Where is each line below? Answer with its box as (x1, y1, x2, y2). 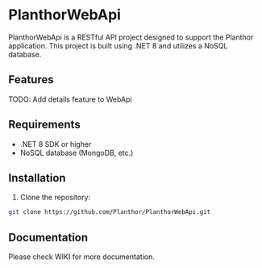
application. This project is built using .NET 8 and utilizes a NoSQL (8, 40, 228, 50)
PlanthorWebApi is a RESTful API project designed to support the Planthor (8, 32, 254, 42)
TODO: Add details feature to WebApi (8, 94, 132, 104)
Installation (8, 171, 66, 185)
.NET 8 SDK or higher (19, 139, 92, 149)
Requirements (8, 118, 81, 132)
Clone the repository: (19, 192, 91, 203)
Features (8, 73, 54, 86)
